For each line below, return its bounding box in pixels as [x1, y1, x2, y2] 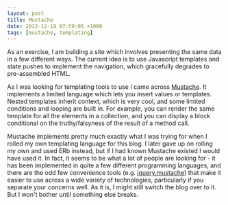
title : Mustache [7, 16, 53, 23]
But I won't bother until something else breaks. [7, 191, 139, 199]
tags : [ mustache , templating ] [7, 29, 94, 36]
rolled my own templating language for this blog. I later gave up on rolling [7, 139, 214, 148]
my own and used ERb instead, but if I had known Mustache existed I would [7, 147, 220, 155]
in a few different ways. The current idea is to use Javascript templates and [7, 55, 220, 64]
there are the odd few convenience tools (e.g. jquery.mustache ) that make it [7, 169, 221, 177]
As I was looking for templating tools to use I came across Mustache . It [7, 83, 207, 91]
